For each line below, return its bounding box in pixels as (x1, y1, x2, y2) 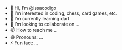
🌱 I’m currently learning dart (10, 16, 70, 21)
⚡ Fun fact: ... (10, 40, 38, 46)
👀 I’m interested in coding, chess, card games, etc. (10, 10, 117, 16)
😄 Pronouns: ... (10, 34, 44, 40)
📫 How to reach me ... (10, 27, 58, 33)
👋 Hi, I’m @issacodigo (10, 5, 56, 11)
